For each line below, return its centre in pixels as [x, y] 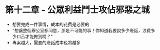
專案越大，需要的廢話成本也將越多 [46, 42]
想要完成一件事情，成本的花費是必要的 [50, 24]
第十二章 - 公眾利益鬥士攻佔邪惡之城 [78, 10]
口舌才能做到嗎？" [35, 36]
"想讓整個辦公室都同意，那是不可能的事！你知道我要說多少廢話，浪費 [81, 30]
